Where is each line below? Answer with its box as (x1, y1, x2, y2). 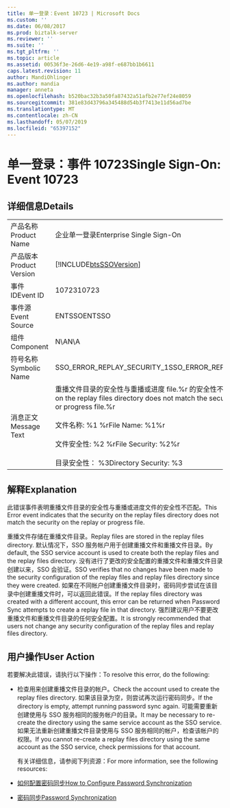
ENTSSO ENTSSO (55, 311, 111, 321)
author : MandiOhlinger (7, 73, 72, 81)
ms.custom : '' (7, 16, 48, 23)
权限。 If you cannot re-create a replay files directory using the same (16, 735, 210, 743)
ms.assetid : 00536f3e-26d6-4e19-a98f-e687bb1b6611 (7, 61, 155, 68)
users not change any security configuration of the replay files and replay (7, 622, 214, 630)
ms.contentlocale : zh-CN (7, 112, 78, 119)
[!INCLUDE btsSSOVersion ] (55, 260, 141, 270)
